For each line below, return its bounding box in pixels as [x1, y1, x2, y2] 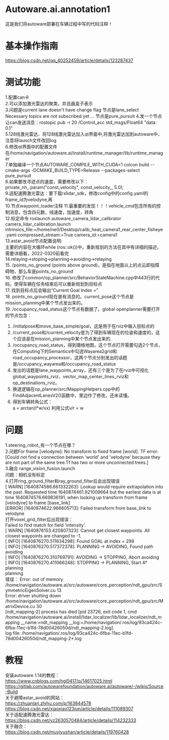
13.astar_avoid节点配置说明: [5, 238, 63, 244]
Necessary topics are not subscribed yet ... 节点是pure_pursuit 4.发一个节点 [5, 113, 162, 119]
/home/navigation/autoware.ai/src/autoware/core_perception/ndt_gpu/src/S [5, 582, 162, 588]
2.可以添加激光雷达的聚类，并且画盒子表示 [5, 100, 93, 106]
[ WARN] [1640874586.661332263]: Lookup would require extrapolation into [5, 484, 163, 490]
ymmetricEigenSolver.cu [5, 587, 56, 593]
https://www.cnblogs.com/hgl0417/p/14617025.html [5, 678, 113, 684]
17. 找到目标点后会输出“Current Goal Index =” [5, 287, 99, 293]
